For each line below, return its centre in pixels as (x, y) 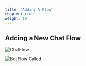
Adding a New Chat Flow (43, 38)
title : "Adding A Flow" (29, 9)
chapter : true (19, 14)
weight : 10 (16, 18)
